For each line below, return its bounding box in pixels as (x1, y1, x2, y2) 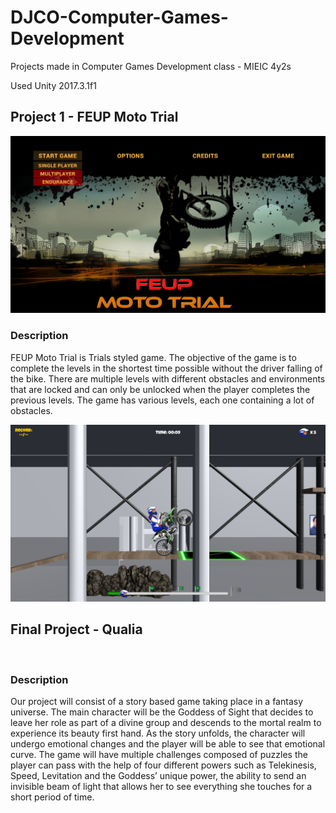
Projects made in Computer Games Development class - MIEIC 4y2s (10, 60, 292, 72)
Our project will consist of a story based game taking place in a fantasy (10, 696, 304, 708)
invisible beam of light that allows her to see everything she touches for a (10, 781, 313, 793)
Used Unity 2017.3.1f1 (10, 79, 97, 91)
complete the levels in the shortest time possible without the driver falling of (10, 362, 323, 374)
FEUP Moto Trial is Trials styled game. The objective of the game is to (10, 351, 297, 363)
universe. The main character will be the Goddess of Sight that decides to (10, 706, 314, 718)
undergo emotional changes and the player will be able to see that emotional (10, 738, 326, 750)
